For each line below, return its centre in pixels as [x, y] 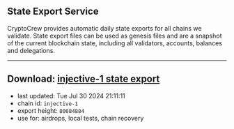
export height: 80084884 [51, 110]
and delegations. [31, 50]
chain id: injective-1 [48, 103]
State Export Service [53, 12]
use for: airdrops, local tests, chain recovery [80, 118]
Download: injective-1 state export [84, 79]
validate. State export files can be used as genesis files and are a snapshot [115, 36]
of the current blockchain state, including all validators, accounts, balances [115, 43]
